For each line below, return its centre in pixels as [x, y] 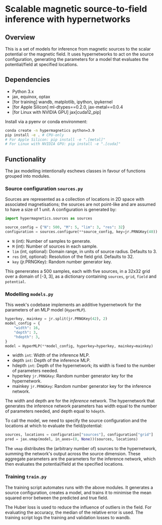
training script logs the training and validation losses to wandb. [68, 517]
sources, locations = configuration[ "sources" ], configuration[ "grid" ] [79, 435]
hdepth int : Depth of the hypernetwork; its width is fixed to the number [84, 365]
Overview [20, 37]
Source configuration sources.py [44, 189]
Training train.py [26, 477]
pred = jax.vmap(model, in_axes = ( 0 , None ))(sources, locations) [72, 439]
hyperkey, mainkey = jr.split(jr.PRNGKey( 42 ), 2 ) [56, 319]
